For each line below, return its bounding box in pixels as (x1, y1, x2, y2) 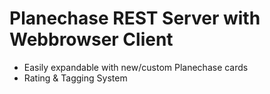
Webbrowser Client (9, 28, 174, 51)
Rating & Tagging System (23, 72, 128, 84)
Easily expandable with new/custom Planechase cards (23, 61, 249, 73)
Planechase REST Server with (9, 7, 261, 30)
